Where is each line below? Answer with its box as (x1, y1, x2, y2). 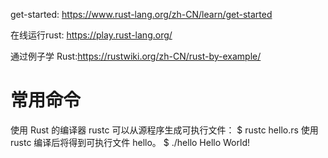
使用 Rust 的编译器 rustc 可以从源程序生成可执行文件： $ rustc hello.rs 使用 (10, 124, 319, 136)
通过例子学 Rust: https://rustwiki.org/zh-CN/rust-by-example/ (10, 50, 262, 62)
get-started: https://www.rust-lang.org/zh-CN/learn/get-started (10, 9, 273, 20)
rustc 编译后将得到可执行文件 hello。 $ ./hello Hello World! (10, 136, 250, 148)
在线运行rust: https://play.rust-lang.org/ (10, 29, 173, 41)
